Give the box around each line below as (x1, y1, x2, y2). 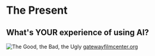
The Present (6, 4, 68, 17)
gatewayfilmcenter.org (83, 43, 138, 50)
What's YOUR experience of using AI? (6, 27, 150, 38)
